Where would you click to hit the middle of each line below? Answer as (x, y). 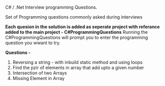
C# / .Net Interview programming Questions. (51, 7)
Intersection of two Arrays (40, 73)
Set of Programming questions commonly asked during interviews (74, 17)
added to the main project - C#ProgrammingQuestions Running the (76, 32)
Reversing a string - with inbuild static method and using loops (77, 62)
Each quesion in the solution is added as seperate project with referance (82, 27)
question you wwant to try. (33, 43)
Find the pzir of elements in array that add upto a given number (78, 68)
